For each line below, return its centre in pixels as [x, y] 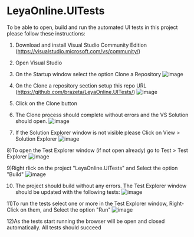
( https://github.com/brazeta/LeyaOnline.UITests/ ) [75, 92]
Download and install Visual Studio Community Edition [81, 45]
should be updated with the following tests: [68, 192]
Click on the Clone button [46, 103]
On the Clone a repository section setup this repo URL [81, 85]
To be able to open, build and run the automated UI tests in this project [92, 27]
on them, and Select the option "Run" [65, 210]
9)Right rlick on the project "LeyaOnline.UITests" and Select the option [92, 168]
